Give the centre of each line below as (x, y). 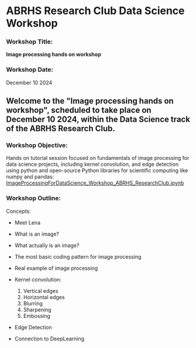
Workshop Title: (30, 42)
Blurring (33, 303)
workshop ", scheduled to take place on (79, 110)
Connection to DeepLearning (49, 339)
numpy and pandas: (30, 177)
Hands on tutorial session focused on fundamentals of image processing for (98, 158)
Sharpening (37, 309)
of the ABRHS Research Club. (61, 128)
